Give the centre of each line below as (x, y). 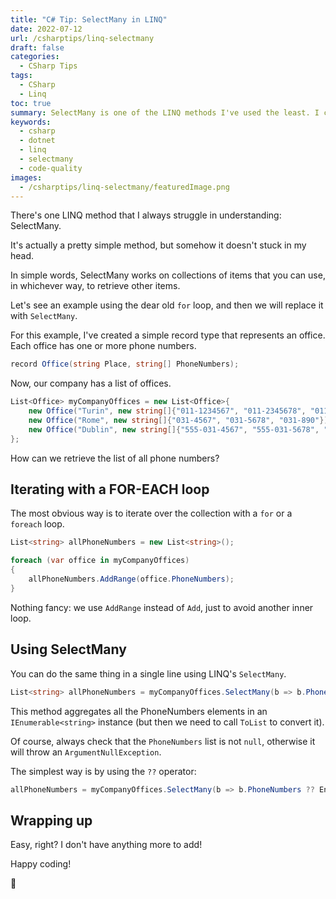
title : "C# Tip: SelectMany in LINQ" (89, 19)
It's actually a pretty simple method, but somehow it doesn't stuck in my (158, 245)
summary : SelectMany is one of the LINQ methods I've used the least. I (165, 112)
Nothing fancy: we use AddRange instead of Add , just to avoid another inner (162, 607)
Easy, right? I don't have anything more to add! (106, 845)
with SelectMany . (44, 316)
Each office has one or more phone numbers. (103, 346)
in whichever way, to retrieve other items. (95, 286)
